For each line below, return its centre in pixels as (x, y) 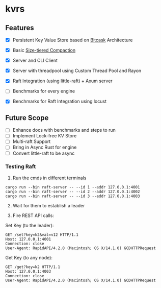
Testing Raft (21, 166)
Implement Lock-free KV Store (45, 136)
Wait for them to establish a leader (49, 205)
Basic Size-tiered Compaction (44, 50)
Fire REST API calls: (33, 215)
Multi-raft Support (32, 141)
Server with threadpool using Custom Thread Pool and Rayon (77, 71)
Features (20, 28)
